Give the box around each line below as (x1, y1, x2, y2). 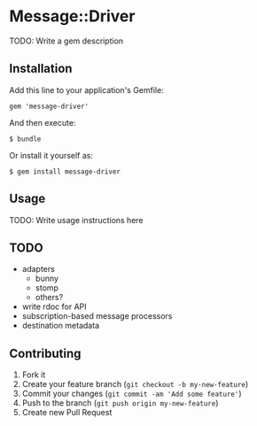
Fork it (21, 369, 46, 380)
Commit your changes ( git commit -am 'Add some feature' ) (21, 388, 242, 399)
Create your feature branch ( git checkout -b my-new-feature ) (21, 379, 249, 390)
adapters (21, 264, 55, 275)
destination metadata (21, 321, 100, 331)
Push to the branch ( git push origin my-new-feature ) (21, 398, 219, 408)
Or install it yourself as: (9, 150, 93, 160)
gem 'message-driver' (9, 102, 90, 111)
